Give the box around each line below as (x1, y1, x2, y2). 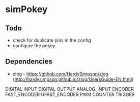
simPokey (5, 4, 48, 15)
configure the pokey (12, 43, 55, 49)
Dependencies (5, 57, 52, 66)
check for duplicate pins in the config (12, 37, 91, 43)
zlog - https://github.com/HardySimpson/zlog (12, 71, 108, 77)
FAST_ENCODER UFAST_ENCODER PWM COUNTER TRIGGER (5, 91, 135, 97)
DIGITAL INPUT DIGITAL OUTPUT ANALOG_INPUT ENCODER (5, 86, 134, 92)
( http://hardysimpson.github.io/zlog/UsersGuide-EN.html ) (12, 76, 134, 82)
